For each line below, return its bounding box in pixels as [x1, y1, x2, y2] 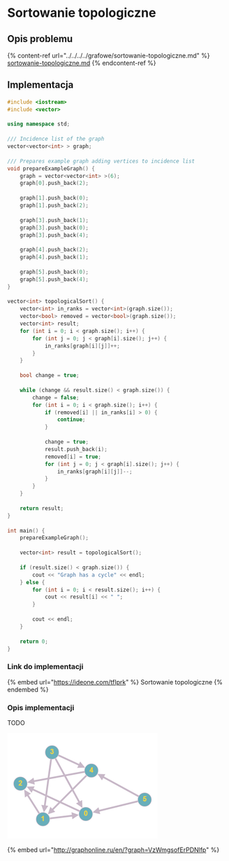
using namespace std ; [7, 120, 71, 128]
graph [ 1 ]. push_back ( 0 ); [20, 195, 89, 202]
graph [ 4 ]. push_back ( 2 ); [20, 247, 89, 254]
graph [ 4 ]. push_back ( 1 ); [20, 254, 89, 261]
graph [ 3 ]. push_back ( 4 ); [20, 231, 89, 239]
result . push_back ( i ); [44, 446, 108, 453]
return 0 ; [20, 638, 49, 645]
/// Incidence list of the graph [7, 135, 105, 143]
